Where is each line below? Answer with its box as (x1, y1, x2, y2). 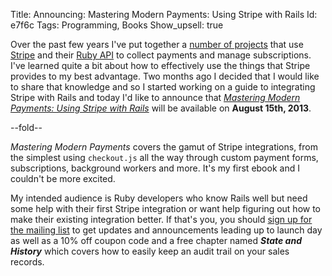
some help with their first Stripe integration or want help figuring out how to (10, 203, 322, 214)
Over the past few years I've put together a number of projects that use (10, 39, 304, 50)
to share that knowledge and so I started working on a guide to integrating (10, 81, 316, 93)
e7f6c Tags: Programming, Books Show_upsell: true (10, 19, 224, 31)
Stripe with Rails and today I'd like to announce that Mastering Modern (10, 92, 301, 103)
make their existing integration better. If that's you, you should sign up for (10, 214, 313, 225)
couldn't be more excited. (10, 173, 116, 184)
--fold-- (10, 122, 43, 133)
